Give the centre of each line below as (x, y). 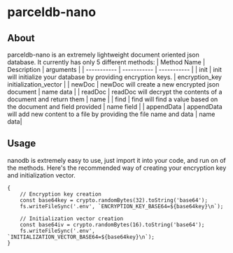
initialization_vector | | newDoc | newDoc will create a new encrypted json (113, 84)
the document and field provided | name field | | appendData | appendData (115, 107)
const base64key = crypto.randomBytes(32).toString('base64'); (114, 200)
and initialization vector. (41, 175)
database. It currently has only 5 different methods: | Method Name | (106, 62)
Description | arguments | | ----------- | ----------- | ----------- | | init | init (115, 70)
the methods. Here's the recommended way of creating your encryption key (117, 168)
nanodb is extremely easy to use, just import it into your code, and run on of (116, 160)
